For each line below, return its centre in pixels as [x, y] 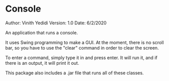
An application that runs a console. [42, 32]
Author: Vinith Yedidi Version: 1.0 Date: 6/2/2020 [56, 23]
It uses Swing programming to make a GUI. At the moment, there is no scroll [84, 42]
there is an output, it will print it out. [42, 63]
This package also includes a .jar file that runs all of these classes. [75, 73]
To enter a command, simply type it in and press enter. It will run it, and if [81, 57]
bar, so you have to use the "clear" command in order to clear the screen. [82, 48]
